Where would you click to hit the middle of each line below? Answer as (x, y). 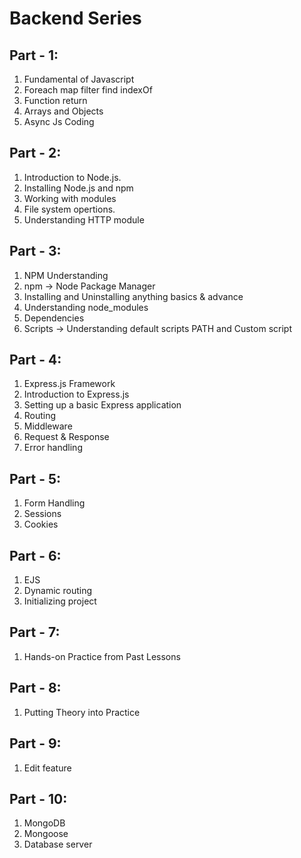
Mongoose (46, 834)
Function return (55, 100)
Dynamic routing (58, 591)
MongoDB (44, 823)
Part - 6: (35, 555)
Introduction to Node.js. (72, 177)
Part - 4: (35, 360)
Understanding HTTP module (84, 219)
